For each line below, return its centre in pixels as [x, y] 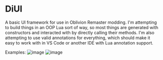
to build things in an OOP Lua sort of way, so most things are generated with [82, 27]
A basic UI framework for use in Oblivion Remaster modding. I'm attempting [81, 22]
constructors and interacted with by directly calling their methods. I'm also [80, 32]
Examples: [15, 52]
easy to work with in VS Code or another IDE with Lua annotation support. [79, 43]
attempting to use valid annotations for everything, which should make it [78, 38]
